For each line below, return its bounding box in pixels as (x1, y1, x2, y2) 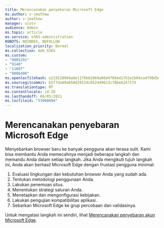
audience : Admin (5, 25, 38, 30)
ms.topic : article (5, 30, 42, 35)
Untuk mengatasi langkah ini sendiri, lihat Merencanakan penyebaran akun (5, 212, 155, 218)
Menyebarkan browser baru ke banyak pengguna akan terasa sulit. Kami (5, 146, 151, 152)
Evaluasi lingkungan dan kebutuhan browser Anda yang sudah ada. (12, 171, 148, 177)
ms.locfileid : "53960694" (5, 99, 58, 103)
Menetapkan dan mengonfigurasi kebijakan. (12, 192, 101, 198)
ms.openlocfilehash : (5, 76, 47, 80)
